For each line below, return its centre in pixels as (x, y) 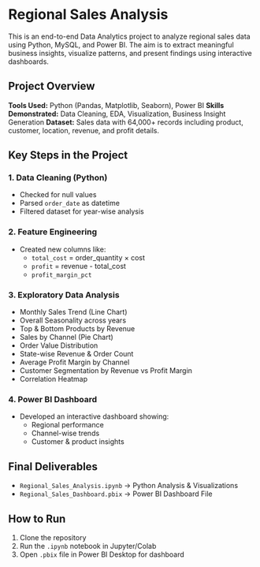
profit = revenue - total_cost (78, 266)
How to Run (37, 519)
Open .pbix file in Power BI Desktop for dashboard (102, 554)
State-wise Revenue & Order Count (76, 354)
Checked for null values (58, 195)
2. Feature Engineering (52, 232)
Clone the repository (53, 537)
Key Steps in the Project (68, 155)
